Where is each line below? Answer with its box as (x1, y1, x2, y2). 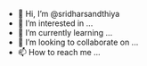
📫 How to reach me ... (17, 47, 101, 57)
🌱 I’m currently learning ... (17, 28, 113, 37)
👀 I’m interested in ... (17, 18, 94, 29)
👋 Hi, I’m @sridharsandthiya (17, 9, 120, 19)
